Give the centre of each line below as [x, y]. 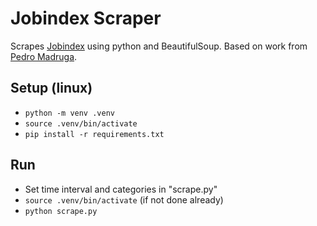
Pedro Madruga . [44, 56]
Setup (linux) [51, 88]
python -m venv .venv [69, 113]
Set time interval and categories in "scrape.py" [121, 189]
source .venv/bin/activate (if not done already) [124, 199]
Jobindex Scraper [86, 18]
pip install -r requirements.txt [94, 134]
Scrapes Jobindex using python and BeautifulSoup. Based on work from [159, 46]
